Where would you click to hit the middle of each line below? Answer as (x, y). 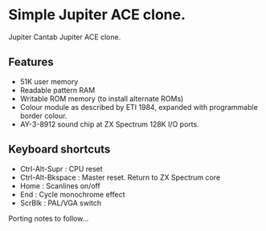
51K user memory (49, 81)
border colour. (43, 115)
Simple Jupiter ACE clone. (97, 15)
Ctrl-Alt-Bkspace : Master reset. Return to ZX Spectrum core (120, 177)
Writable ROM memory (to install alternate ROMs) (102, 99)
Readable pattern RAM (57, 90)
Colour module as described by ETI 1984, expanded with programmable (139, 107)
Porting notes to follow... (49, 218)
